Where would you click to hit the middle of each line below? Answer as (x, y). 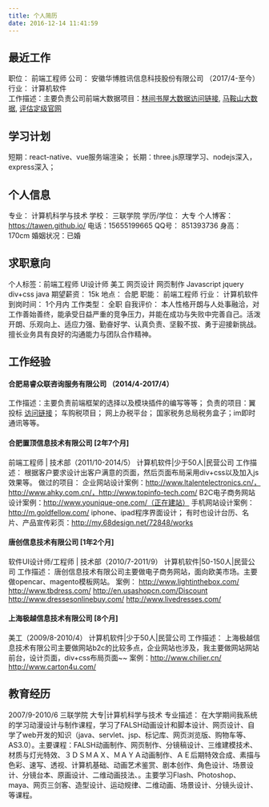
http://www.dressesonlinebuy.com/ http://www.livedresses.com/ (115, 599)
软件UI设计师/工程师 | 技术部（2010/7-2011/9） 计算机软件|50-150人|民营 (128, 561)
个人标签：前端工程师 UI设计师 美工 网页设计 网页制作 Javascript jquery (126, 284)
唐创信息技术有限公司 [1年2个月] (61, 543)
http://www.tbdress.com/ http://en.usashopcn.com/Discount (108, 591)
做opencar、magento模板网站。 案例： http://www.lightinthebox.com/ (124, 581)
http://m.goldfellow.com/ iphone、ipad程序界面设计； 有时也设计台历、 (125, 512)
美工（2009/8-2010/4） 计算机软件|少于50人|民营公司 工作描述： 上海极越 (131, 637)
